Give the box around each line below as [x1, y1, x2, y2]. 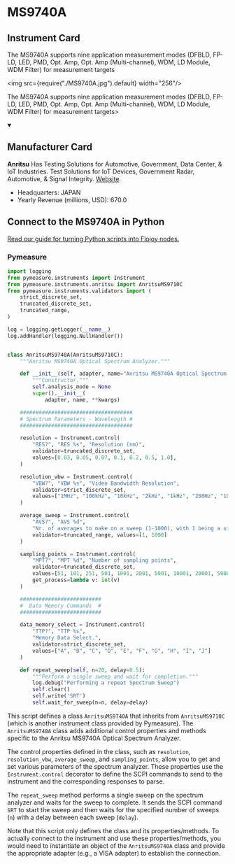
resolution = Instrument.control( [20, 434, 120, 441]
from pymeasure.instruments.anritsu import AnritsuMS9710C [7, 281, 183, 288]
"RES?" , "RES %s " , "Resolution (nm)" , [32, 441, 145, 448]
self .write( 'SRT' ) [32, 693, 86, 700]
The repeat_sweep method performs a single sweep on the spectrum [7, 791, 204, 799]
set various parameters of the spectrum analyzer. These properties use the [7, 762, 224, 770]
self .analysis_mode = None [32, 383, 111, 390]
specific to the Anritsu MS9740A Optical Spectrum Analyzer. [7, 734, 182, 742]
